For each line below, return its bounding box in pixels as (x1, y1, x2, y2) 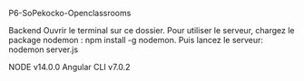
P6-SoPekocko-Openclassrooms (8, 8, 132, 18)
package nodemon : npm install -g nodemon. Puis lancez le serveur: (8, 35, 264, 45)
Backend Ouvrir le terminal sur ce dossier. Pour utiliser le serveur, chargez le (8, 25, 295, 35)
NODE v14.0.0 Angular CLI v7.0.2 (8, 62, 131, 72)
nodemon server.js (8, 44, 79, 55)
